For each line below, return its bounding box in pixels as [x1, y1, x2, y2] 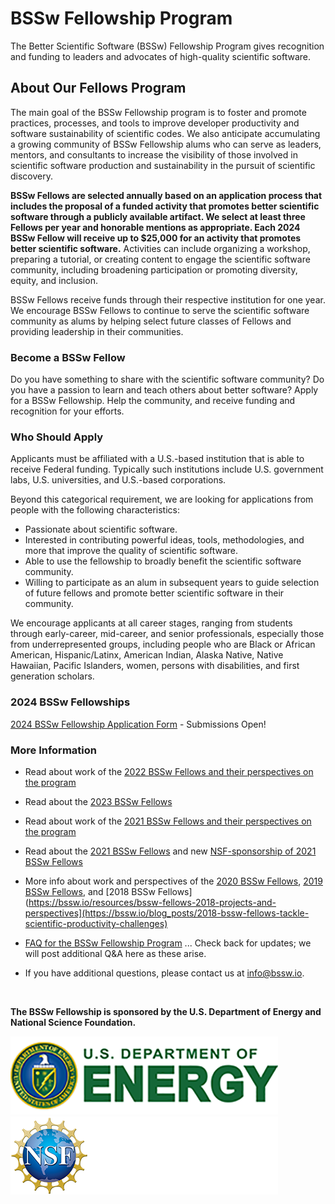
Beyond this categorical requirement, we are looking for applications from [10, 493, 314, 506]
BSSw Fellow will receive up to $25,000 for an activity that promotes [10, 232, 302, 244]
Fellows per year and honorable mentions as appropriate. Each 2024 [10, 221, 301, 233]
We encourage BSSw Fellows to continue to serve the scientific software [10, 304, 310, 316]
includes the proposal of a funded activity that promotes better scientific [10, 200, 320, 212]
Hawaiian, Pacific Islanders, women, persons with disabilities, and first [10, 660, 300, 672]
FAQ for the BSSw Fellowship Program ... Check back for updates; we [24, 937, 312, 949]
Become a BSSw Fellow [10, 350, 126, 364]
